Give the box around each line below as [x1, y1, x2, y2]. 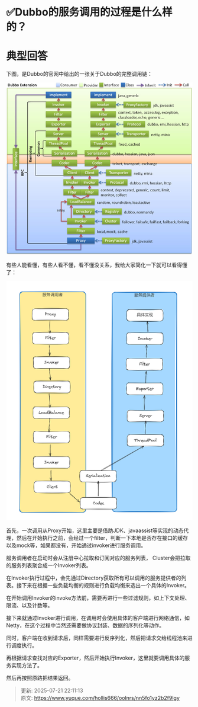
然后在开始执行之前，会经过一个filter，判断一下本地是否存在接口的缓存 [16, 534, 189, 541]
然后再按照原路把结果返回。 [6, 674, 74, 682]
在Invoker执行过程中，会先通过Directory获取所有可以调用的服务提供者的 [6, 574, 181, 581]
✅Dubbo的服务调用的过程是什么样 [6, 5, 173, 19]
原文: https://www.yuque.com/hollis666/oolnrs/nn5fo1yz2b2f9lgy [20, 694, 180, 701]
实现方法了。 [11, 661, 43, 668]
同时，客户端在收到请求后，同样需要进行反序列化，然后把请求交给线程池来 [6, 634, 187, 641]
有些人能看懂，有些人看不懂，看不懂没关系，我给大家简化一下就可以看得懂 [6, 261, 187, 268]
